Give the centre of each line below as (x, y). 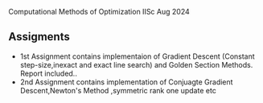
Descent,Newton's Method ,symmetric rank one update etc (118, 90)
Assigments (39, 37)
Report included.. (49, 73)
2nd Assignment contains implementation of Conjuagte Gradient (126, 82)
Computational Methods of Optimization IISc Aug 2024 (99, 12)
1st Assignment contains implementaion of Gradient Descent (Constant (137, 56)
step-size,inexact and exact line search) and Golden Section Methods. (136, 64)
